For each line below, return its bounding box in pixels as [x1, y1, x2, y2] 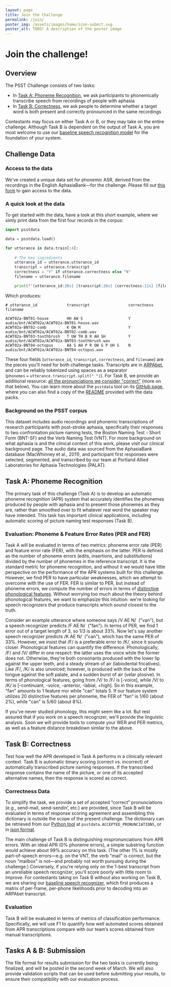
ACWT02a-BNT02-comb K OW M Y [5, 325, 131, 330]
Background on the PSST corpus [5, 407, 88, 414]
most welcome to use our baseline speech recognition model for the [5, 129, 149, 136]
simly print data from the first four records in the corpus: [5, 217, 124, 223]
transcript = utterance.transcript [14, 264, 90, 270]
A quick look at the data [5, 200, 65, 207]
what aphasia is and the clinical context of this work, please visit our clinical [5, 440, 164, 446]
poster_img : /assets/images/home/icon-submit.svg [5, 21, 113, 27]
